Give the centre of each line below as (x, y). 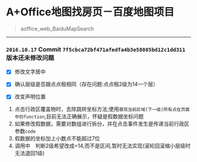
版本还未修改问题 (30, 58)
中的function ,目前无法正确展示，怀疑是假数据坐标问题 (79, 117)
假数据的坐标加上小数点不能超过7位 (57, 139)
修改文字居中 (30, 72)
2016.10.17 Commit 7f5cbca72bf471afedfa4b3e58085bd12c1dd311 (96, 49)
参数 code (25, 131)
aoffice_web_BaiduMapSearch (57, 28)
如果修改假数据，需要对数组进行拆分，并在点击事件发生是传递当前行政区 (102, 124)
